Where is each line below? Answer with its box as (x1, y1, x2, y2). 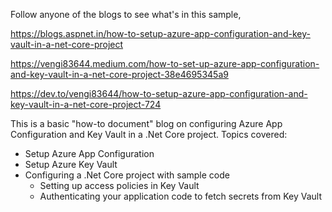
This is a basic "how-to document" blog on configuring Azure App (10, 118, 283, 129)
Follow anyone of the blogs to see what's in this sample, (10, 9, 242, 20)
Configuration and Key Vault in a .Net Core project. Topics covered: (10, 129, 288, 140)
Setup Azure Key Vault (24, 159, 118, 170)
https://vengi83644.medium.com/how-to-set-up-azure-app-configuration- (10, 58, 320, 69)
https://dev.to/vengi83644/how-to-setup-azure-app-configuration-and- (10, 88, 308, 99)
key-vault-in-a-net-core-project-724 (10, 99, 162, 110)
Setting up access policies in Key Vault (39, 180, 200, 191)
